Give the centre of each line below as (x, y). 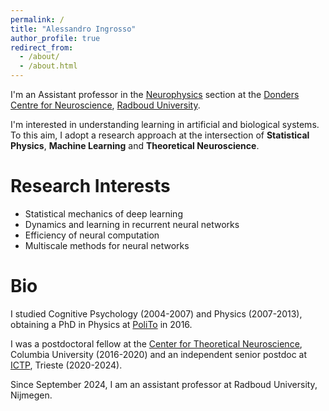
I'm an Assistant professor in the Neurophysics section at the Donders (155, 94)
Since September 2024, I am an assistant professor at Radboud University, (164, 384)
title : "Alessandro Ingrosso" (73, 29)
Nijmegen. (31, 395)
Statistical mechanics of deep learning (103, 213)
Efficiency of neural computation (92, 235)
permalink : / (37, 19)
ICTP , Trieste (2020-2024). (66, 365)
